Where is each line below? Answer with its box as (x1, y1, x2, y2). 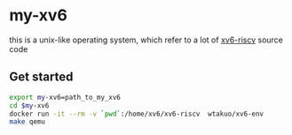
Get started (9, 70, 74, 85)
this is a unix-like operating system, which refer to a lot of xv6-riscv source (9, 34, 284, 45)
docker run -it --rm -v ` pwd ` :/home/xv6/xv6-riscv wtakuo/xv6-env (9, 109, 264, 118)
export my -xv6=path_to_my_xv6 (9, 93, 122, 101)
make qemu (9, 117, 46, 126)
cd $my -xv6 (9, 101, 50, 110)
